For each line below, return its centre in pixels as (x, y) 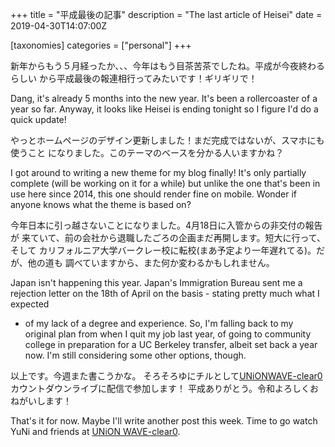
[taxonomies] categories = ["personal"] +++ (101, 45)
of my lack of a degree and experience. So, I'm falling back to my (159, 323)
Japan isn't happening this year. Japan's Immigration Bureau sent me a (156, 282)
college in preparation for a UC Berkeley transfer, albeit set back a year (171, 344)
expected (30, 304)
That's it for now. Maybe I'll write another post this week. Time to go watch (164, 421)
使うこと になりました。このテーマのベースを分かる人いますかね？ (147, 152)
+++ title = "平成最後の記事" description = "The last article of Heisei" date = (166, 14)
